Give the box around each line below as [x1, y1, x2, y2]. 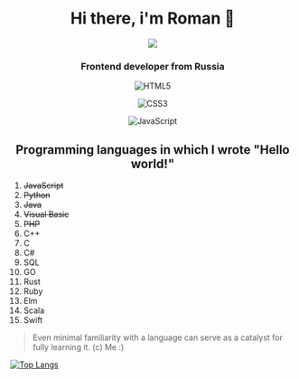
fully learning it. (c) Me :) [32, 342, 125, 353]
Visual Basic [23, 209, 70, 220]
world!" [130, 156, 175, 171]
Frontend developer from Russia [80, 60, 225, 72]
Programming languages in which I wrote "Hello [15, 142, 290, 157]
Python [23, 190, 51, 201]
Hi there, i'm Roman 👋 [70, 8, 236, 29]
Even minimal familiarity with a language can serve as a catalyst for [32, 332, 284, 343]
